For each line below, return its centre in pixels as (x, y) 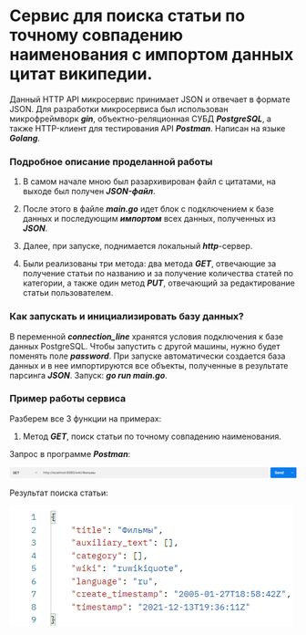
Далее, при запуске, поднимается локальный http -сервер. (138, 246)
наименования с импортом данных (152, 55)
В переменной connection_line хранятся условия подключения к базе (147, 336)
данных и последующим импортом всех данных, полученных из (149, 219)
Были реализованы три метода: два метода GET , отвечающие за (149, 264)
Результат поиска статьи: (59, 493)
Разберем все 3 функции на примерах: (86, 418)
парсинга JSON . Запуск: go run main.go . (89, 375)
